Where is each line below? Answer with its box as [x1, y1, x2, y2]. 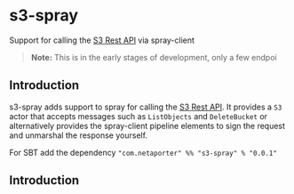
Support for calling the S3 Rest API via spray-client [9, 35, 195, 45]
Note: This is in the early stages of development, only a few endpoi [30, 52, 277, 62]
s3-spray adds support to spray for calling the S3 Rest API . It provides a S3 [9, 101, 282, 112]
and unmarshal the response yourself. [9, 130, 148, 141]
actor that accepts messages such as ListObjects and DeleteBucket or [9, 110, 268, 121]
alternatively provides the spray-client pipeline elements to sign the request [9, 120, 286, 131]
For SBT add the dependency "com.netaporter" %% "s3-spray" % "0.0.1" [9, 147, 278, 158]
